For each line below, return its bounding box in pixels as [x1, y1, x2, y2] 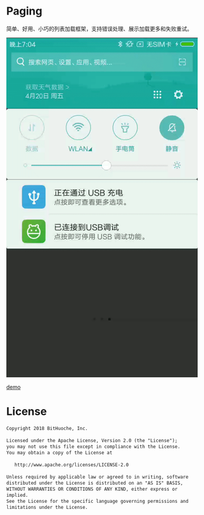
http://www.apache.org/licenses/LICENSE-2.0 [14, 462, 129, 468]
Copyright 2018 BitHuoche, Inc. [6, 425, 88, 431]
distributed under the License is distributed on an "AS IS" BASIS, [6, 480, 183, 486]
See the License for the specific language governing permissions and [6, 498, 189, 504]
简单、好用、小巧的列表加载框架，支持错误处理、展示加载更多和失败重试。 [6, 25, 192, 32]
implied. [6, 492, 29, 498]
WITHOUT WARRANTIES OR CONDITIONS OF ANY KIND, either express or [6, 486, 178, 492]
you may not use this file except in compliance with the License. [6, 443, 181, 449]
